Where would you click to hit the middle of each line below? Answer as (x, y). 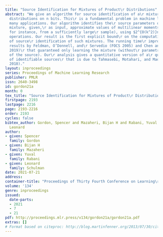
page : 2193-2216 (21, 109)
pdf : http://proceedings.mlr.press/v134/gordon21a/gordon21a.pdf (72, 218)
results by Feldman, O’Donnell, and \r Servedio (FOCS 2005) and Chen (81, 46)
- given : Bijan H (23, 146)
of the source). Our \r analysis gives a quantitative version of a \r (81, 55)
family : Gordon (25, 141)
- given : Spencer (23, 136)
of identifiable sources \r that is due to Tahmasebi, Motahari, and (80, 59)
